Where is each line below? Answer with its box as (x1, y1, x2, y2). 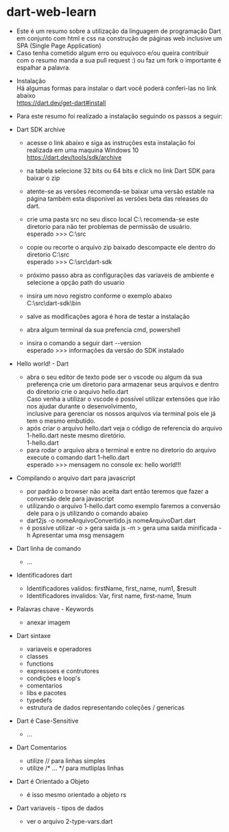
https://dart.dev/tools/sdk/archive (26, 153, 122, 162)
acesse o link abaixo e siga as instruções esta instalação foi (26, 138, 196, 146)
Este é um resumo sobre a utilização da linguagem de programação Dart (16, 27, 221, 35)
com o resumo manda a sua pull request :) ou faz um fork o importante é (16, 56, 221, 64)
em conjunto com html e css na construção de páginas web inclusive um (16, 34, 222, 42)
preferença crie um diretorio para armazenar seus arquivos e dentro (26, 380, 219, 388)
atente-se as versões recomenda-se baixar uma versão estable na (26, 187, 215, 195)
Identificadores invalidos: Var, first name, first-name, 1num (26, 591, 192, 600)
